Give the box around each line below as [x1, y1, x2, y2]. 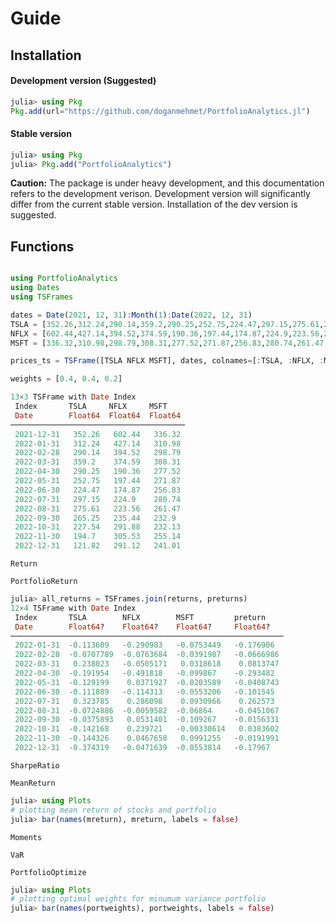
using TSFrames [10, 292, 74, 302]
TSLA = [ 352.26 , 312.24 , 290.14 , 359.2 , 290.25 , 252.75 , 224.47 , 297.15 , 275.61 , [10, 319, 325, 329]
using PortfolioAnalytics [10, 273, 118, 284]
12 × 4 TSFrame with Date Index [10, 603, 137, 613]
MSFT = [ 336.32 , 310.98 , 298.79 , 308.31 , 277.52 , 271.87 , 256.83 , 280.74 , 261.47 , [10, 338, 329, 348]
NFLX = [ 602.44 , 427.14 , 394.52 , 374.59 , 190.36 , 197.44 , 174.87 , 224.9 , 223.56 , [10, 328, 325, 339]
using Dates [10, 283, 60, 293]
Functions [10, 238, 75, 255]
